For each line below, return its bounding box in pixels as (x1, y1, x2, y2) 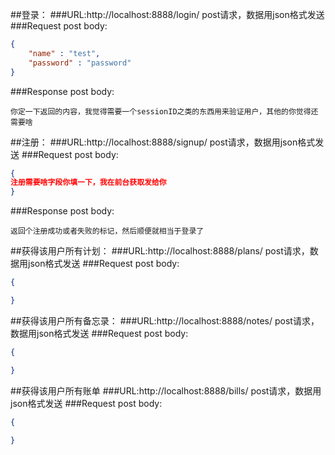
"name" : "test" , (28, 48, 101, 58)
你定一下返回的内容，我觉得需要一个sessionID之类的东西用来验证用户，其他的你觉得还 (10, 106, 319, 117)
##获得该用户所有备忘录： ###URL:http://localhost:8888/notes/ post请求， (10, 314, 320, 327)
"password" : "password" (28, 58, 132, 68)
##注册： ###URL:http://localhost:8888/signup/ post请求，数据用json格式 (10, 136, 316, 148)
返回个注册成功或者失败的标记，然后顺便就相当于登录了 (10, 226, 205, 237)
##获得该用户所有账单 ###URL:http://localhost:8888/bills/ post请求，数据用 (10, 384, 322, 397)
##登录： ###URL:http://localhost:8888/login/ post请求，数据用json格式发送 (10, 9, 325, 20)
